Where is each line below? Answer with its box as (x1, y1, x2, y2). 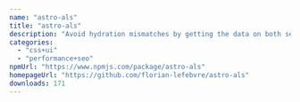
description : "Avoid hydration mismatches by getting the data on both (9, 29, 281, 38)
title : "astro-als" (9, 21, 82, 30)
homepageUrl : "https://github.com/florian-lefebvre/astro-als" (9, 71, 250, 80)
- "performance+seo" (17, 54, 94, 63)
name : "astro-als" (9, 12, 78, 22)
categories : (9, 37, 54, 47)
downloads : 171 (9, 79, 66, 88)
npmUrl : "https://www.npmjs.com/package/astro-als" (9, 63, 205, 72)
